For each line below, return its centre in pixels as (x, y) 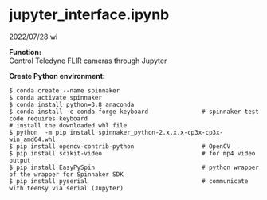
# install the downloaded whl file (68, 125)
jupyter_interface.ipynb (89, 15)
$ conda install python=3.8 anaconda (72, 104)
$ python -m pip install (52, 132)
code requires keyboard (49, 118)
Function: (26, 52)
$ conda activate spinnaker (56, 97)
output (20, 160)
